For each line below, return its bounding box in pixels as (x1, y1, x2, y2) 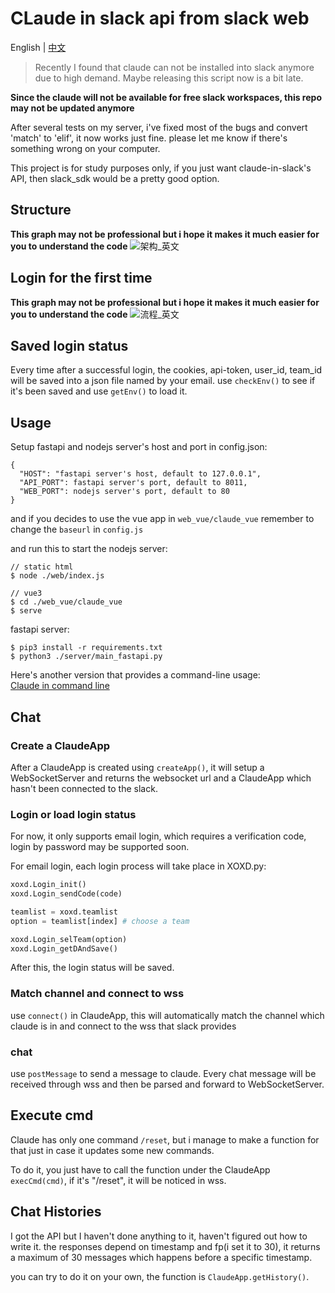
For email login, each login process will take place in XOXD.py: (10, 860, 267, 872)
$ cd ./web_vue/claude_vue (10, 597, 123, 607)
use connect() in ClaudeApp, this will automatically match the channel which (10, 1009, 325, 1021)
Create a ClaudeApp (10, 738, 111, 752)
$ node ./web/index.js (10, 571, 105, 581)
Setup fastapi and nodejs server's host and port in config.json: (10, 441, 268, 453)
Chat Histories (10, 1203, 102, 1221)
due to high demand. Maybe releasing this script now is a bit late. (34, 72, 304, 84)
